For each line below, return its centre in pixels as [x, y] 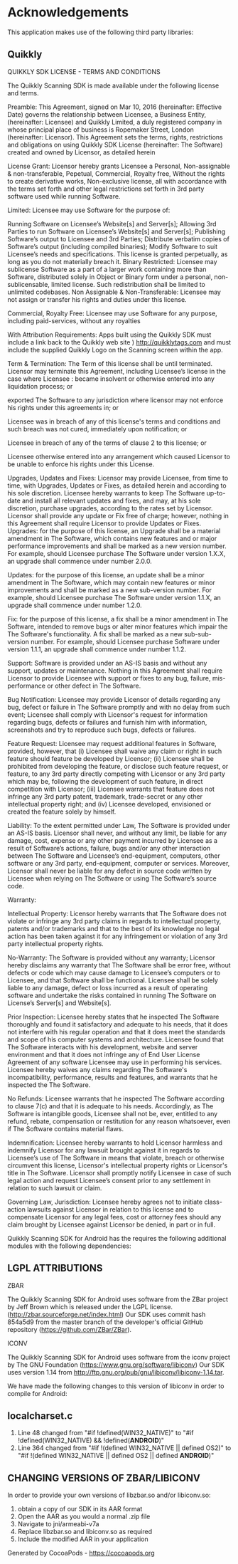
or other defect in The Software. [94, 686]
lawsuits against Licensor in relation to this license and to [110, 1209]
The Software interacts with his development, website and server [103, 1046]
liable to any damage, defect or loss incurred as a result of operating [108, 987]
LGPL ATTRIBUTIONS [55, 1268]
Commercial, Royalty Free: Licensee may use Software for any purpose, [113, 313]
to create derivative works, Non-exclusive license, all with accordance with [117, 181]
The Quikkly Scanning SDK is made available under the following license [113, 85]
